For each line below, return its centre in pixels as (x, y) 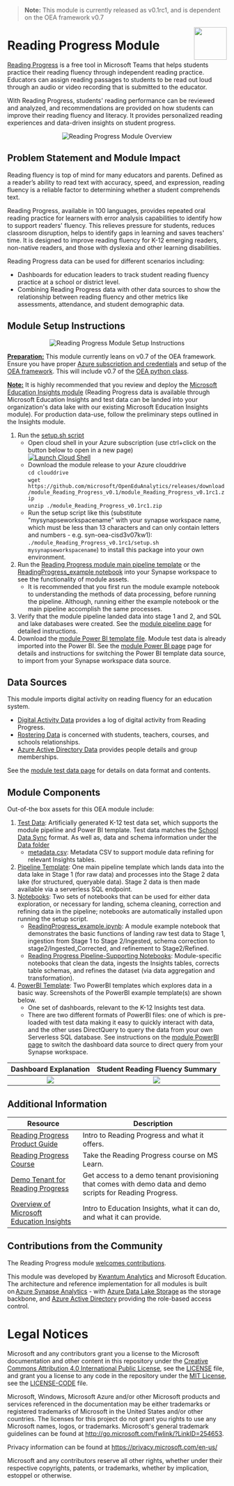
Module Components (54, 792)
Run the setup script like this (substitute (85, 513)
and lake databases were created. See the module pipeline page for (115, 623)
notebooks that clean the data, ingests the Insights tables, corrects (123, 963)
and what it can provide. (122, 1217)
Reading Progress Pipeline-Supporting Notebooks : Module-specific (124, 956)
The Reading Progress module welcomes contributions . (87, 1262)
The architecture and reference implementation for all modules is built (107, 1283)
